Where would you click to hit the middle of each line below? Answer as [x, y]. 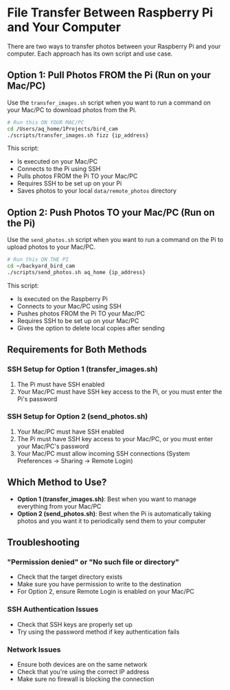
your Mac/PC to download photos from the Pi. [72, 110]
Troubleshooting [44, 542]
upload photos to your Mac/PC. [51, 247]
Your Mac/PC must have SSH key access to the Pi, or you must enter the [119, 391]
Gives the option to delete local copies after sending [91, 328]
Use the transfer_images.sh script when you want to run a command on [109, 102]
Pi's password [37, 399]
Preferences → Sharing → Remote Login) [75, 460]
